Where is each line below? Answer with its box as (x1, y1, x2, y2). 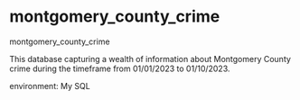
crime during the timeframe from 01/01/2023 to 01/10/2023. (9, 63, 230, 74)
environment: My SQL (9, 80, 90, 91)
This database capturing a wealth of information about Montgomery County (9, 53, 292, 64)
